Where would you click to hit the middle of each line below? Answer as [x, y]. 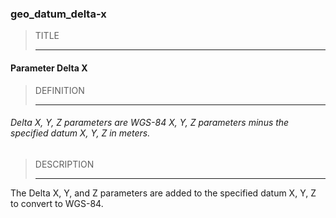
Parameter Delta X [49, 68]
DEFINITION [59, 90]
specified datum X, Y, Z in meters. [80, 133]
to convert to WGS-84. [57, 203]
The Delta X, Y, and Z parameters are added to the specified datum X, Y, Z [163, 193]
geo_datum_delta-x [58, 14]
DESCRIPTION [64, 164]
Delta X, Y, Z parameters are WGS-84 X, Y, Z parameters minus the [150, 123]
